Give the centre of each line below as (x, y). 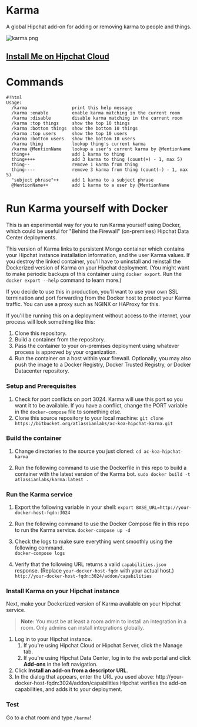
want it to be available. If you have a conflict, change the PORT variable (101, 405)
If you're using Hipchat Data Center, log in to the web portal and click (107, 658)
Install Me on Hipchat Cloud (58, 57)
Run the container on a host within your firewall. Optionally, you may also (103, 358)
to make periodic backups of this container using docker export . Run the (94, 274)
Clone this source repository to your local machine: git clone (89, 418)
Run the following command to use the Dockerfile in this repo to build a (101, 468)
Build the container (34, 438)
